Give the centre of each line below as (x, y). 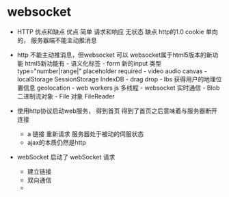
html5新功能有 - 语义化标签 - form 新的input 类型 (93, 63)
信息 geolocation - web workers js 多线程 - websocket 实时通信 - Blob (121, 88)
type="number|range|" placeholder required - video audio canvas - (112, 71)
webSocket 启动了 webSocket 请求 (66, 157)
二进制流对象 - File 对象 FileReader (66, 96)
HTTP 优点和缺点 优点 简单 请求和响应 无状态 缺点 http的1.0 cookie (110, 31)
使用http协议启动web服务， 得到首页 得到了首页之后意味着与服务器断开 (117, 111)
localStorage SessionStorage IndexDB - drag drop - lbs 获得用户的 (110, 79)
